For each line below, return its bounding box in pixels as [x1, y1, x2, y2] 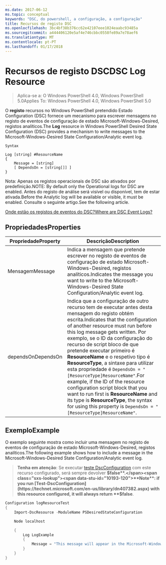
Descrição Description [86, 238, 139, 245]
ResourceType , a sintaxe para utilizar [67, 360, 154, 367]
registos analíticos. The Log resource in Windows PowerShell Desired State [5, 123, 157, 129]
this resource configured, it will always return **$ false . [17, 491, 134, 497]
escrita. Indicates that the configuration [67, 316, 157, 323]
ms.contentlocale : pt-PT [5, 40, 56, 45]
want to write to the [67, 277, 112, 284]
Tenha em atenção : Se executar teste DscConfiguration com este [17, 465, 152, 471]
